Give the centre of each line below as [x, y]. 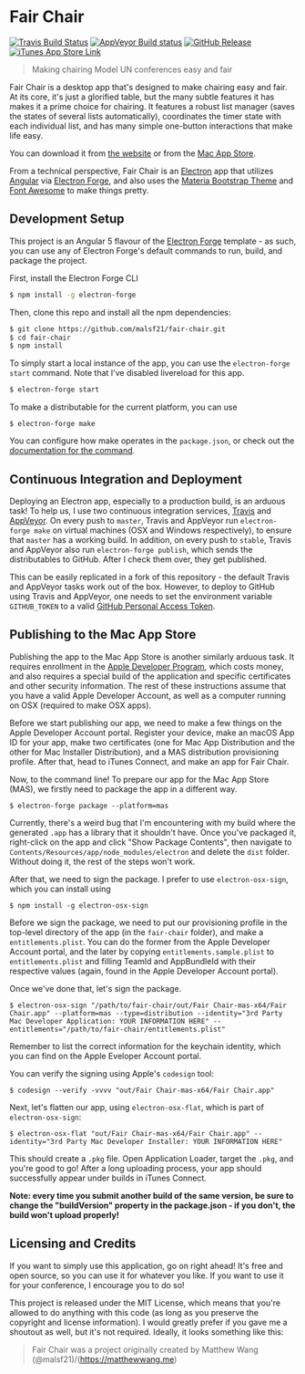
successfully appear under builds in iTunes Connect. [108, 1178]
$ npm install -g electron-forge [73, 295]
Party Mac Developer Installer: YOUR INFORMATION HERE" [175, 1141]
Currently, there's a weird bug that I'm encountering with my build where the [152, 822]
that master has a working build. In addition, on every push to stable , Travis [151, 539]
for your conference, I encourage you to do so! [97, 1285]
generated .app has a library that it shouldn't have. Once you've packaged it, [153, 832]
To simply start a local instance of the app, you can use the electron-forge [150, 363]
